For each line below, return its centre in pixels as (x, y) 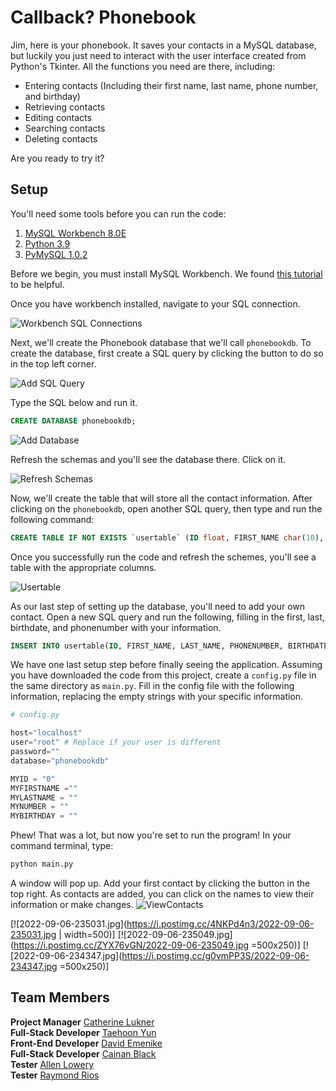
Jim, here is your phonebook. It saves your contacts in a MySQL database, (163, 45)
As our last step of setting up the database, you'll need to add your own (158, 606)
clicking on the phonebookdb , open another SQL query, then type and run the (166, 508)
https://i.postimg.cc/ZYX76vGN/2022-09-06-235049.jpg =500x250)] (157, 945)
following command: (52, 519)
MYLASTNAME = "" (44, 797)
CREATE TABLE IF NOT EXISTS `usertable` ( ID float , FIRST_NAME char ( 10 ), (167, 537)
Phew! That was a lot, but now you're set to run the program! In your (151, 835)
